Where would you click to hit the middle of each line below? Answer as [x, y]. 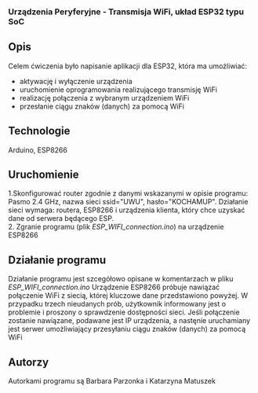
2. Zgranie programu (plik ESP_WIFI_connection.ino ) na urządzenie [116, 227]
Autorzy [29, 362]
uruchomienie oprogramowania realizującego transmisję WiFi [118, 90]
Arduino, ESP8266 [38, 150]
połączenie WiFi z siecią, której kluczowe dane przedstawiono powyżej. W [128, 296]
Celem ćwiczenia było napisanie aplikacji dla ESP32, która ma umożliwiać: [128, 66]
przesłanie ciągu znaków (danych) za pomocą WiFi [102, 106]
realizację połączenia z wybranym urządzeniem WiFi [104, 97]
